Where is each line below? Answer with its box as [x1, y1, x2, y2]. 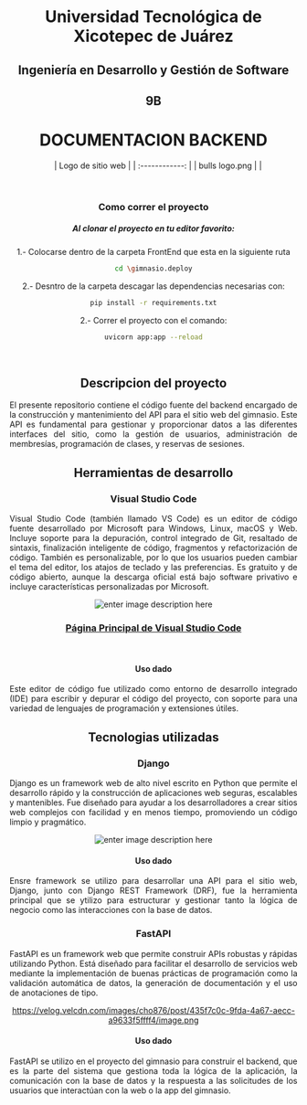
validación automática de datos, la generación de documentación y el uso [9, 977, 298, 988]
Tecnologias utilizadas [88, 729, 219, 745]
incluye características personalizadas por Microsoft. [9, 580, 210, 591]
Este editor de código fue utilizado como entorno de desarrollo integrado [9, 684, 298, 695]
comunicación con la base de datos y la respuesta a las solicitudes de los [9, 1075, 298, 1086]
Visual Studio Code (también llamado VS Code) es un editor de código [9, 513, 298, 524]
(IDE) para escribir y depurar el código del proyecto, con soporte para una [9, 693, 298, 705]
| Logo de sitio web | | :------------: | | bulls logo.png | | [54, 160, 262, 171]
